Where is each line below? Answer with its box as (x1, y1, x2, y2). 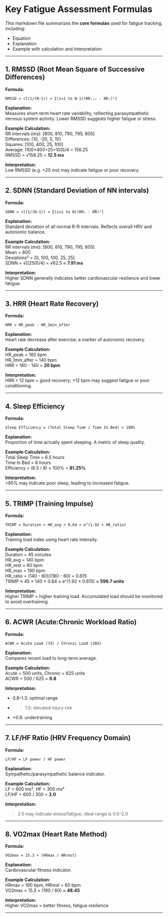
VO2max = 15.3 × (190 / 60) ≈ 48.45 (5, 887, 80, 893)
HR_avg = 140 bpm (5, 557, 44, 563)
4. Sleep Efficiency (5, 402, 65, 410)
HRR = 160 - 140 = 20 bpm (5, 363, 60, 369)
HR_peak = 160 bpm (5, 352, 47, 358)
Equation (12, 35, 31, 41)
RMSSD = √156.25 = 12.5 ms (5, 152, 64, 158)
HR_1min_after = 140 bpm (5, 357, 57, 363)
